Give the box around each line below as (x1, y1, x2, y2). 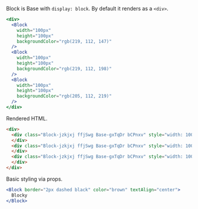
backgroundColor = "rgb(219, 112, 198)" (16, 66, 112, 71)
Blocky (11, 192, 28, 198)
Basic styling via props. (6, 175, 63, 182)
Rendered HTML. (6, 115, 48, 122)
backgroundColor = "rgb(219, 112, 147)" (16, 38, 112, 44)
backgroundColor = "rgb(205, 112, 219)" (16, 93, 112, 99)
